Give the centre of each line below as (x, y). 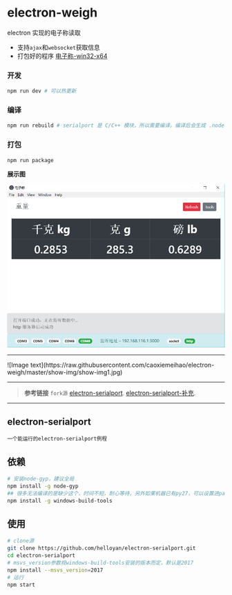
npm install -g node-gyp (43, 486)
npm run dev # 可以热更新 (42, 91)
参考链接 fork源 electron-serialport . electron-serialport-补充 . (110, 393)
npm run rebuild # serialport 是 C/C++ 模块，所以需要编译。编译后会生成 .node (116, 125)
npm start (21, 585)
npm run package (30, 160)
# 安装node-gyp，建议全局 (41, 478)
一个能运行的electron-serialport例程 (57, 439)
